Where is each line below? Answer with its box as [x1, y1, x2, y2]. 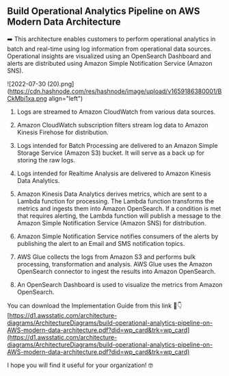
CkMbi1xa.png [7, 94, 48, 102]
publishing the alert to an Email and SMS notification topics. [16, 239, 185, 247]
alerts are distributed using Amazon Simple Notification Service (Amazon [7, 59, 213, 67]
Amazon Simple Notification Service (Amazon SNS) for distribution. [16, 218, 206, 227]
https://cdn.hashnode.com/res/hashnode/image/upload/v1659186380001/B [9, 87, 222, 95]
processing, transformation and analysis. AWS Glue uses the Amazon [16, 260, 213, 268]
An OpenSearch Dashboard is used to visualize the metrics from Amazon [16, 280, 223, 288]
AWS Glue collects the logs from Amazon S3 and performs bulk [16, 253, 196, 261]
